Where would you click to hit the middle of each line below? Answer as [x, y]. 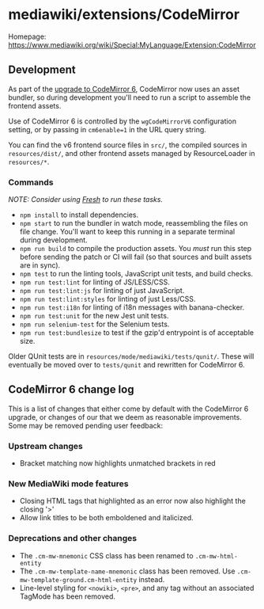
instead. [151, 579]
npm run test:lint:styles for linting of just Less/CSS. [107, 299]
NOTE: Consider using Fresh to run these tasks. [86, 200]
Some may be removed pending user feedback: [86, 425]
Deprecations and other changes [72, 539]
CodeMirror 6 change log [71, 390]
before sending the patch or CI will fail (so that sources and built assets [136, 257]
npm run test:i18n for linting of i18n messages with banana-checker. [132, 307]
